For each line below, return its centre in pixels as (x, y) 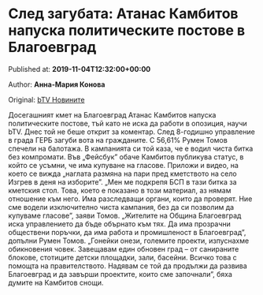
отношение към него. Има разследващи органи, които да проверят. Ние (130, 199)
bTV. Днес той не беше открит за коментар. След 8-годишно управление (132, 132)
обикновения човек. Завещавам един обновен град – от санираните (124, 248)
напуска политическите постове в (127, 30)
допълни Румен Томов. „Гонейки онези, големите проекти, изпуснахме (129, 241)
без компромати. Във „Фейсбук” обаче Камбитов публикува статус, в (126, 157)
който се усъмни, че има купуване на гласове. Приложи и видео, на (123, 165)
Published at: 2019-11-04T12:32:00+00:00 (80, 69)
